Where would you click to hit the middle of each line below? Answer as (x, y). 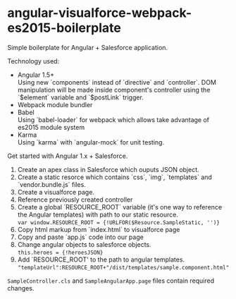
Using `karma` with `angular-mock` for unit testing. (91, 142)
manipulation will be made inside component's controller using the (114, 90)
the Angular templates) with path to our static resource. (98, 214)
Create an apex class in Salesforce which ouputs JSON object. (108, 169)
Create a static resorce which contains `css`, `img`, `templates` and (115, 177)
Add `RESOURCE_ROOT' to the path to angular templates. (101, 260)
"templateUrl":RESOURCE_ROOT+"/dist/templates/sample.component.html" (123, 267)
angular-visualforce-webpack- (100, 13)
